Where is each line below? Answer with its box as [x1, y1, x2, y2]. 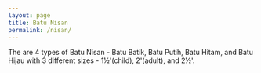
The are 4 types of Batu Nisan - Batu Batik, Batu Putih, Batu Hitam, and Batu [8, 48, 253, 57]
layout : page [8, 11, 51, 20]
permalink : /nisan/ [8, 26, 72, 34]
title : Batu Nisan [8, 19, 68, 27]
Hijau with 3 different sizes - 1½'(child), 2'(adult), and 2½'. [8, 56, 195, 65]
